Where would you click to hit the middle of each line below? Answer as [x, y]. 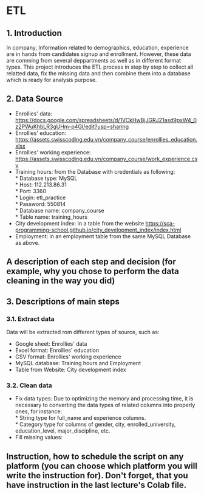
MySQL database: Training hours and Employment [78, 363]
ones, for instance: [39, 411]
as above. [27, 242]
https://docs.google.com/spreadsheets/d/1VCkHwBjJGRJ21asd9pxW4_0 [106, 120]
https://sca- [160, 223]
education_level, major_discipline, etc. [63, 431]
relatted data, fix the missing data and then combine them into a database [99, 73]
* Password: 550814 [40, 204]
